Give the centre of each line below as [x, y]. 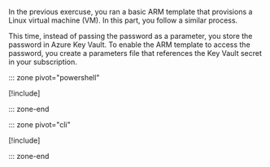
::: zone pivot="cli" [39, 124]
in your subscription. [43, 62]
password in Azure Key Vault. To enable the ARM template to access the [129, 45]
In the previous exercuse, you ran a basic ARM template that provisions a [131, 12]
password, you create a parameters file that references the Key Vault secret [135, 53]
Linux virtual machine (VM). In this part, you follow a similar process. [123, 20]
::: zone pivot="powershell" [54, 77]
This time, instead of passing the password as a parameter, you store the [131, 36]
